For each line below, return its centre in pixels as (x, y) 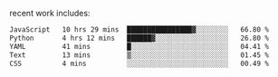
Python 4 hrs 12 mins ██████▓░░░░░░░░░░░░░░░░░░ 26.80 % (139, 38)
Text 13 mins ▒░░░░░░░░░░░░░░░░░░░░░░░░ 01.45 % (139, 55)
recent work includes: (50, 13)
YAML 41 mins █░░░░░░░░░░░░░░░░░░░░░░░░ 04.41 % (139, 46)
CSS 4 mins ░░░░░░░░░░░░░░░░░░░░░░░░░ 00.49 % (139, 63)
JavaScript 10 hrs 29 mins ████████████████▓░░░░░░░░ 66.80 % (139, 30)
